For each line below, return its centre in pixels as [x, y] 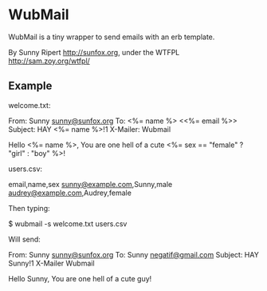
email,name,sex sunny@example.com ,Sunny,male [90, 184]
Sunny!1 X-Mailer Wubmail [51, 263]
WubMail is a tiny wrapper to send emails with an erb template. [112, 37]
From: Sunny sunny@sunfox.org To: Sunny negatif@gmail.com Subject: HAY [133, 254]
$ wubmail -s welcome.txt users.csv [68, 223]
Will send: [25, 239]
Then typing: [29, 208]
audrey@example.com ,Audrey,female [70, 193]
